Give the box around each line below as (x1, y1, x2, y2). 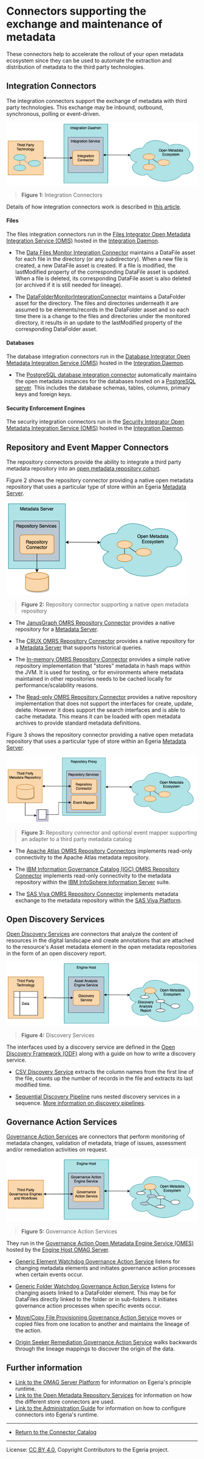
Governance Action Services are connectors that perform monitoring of (6, 1133, 185, 1140)
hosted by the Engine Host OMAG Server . (6, 1246, 110, 1253)
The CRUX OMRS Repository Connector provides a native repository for (15, 637, 195, 645)
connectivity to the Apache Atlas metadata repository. (15, 853, 151, 861)
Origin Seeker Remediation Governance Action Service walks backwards (15, 1338, 197, 1346)
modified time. (15, 1081, 52, 1088)
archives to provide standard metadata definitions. (15, 719, 141, 726)
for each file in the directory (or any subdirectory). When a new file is (15, 255, 188, 263)
